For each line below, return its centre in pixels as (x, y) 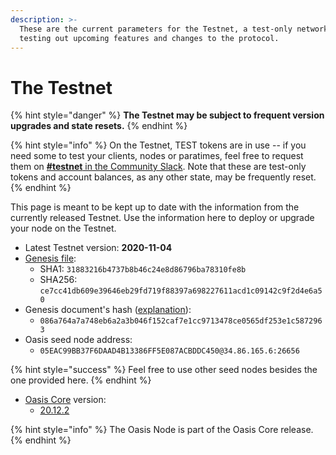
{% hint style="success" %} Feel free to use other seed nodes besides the (164, 370)
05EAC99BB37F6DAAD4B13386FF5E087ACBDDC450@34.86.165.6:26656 (169, 351)
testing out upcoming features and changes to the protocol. (149, 38)
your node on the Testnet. (63, 228)
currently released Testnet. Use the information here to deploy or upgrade (162, 218)
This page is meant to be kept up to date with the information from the (155, 207)
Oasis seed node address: (78, 340)
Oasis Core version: (65, 400)
